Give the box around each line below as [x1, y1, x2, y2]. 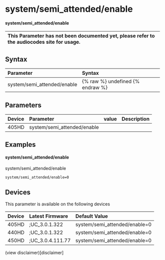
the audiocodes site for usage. [7, 38, 81, 45]
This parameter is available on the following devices [5, 201, 110, 207]
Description [121, 116, 150, 123]
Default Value [75, 213, 108, 220]
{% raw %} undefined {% [82, 78, 140, 85]
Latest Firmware [29, 213, 68, 220]
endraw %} [82, 84, 108, 91]
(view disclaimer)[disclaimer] [5, 250, 64, 256]
